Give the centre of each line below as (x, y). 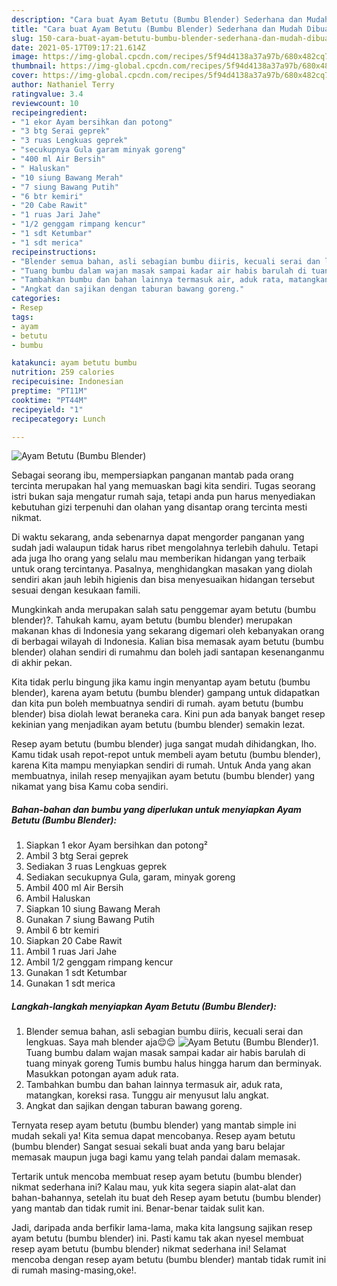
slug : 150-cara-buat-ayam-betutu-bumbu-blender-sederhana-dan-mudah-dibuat (172, 38)
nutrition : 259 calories (63, 372)
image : (25, 57)
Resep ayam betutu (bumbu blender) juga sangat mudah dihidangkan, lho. (164, 744)
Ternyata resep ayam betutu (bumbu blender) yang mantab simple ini (154, 1125)
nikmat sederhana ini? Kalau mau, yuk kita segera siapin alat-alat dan (153, 1187)
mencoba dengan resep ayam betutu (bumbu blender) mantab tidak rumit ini (169, 1260)
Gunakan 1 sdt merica (70, 983)
